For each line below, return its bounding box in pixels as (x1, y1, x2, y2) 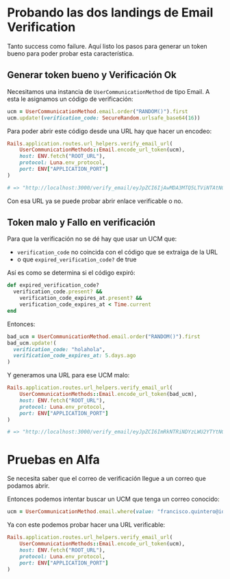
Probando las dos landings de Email (7, 5, 214, 21)
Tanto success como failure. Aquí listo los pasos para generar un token (7, 42, 207, 50)
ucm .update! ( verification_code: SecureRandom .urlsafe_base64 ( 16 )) (7, 115, 201, 121)
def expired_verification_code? (7, 282, 99, 289)
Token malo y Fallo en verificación (7, 217, 156, 228)
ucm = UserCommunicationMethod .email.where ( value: (7, 508, 155, 515)
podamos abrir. (7, 482, 50, 490)
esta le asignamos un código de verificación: (7, 95, 133, 103)
